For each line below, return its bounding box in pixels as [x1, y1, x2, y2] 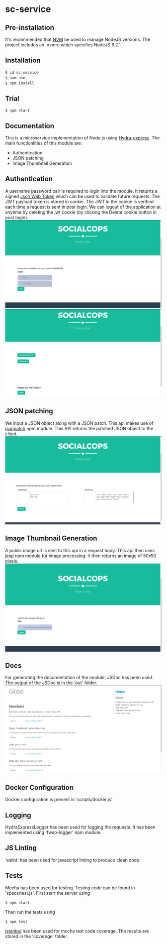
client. [5, 431, 18, 437]
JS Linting [5, 844, 37, 852]
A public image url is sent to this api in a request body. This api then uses [5, 547, 155, 553]
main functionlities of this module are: [5, 140, 83, 146]
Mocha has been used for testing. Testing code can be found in [5, 885, 135, 891]
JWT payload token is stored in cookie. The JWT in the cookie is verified [5, 198, 154, 205]
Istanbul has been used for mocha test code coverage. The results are [5, 928, 149, 934]
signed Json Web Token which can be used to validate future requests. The [5, 193, 160, 199]
